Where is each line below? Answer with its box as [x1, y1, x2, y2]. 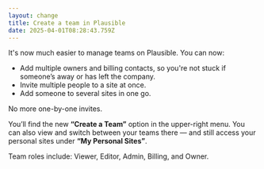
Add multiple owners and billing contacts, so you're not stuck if [19, 63, 226, 73]
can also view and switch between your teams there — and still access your [8, 128, 256, 137]
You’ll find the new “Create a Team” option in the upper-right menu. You [8, 120, 246, 129]
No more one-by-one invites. [8, 104, 103, 113]
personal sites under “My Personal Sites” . [8, 136, 147, 146]
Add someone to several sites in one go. [19, 89, 151, 98]
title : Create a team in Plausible [8, 19, 126, 27]
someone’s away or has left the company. [19, 72, 156, 82]
